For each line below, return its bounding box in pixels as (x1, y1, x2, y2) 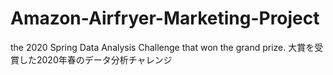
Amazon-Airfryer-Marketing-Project (10, 7, 320, 30)
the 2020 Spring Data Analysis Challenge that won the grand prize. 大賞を (10, 41, 315, 53)
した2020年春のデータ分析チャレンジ (18, 53, 173, 66)
